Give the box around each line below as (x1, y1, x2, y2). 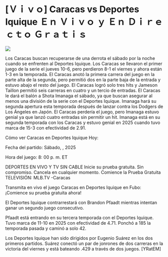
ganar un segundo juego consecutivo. (5, 205, 84, 211)
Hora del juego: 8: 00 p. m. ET (5, 154, 68, 160)
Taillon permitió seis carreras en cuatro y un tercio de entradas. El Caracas (5, 87, 160, 93)
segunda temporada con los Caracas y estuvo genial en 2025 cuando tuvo (5, 119, 160, 125)
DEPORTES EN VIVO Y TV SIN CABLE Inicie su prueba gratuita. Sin (5, 164, 144, 170)
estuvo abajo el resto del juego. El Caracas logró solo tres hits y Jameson (5, 82, 158, 88)
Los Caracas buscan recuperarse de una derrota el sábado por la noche (5, 55, 155, 61)
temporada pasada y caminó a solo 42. (5, 225, 87, 231)
